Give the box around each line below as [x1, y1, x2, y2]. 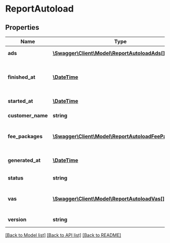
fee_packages [8, 133, 43, 140]
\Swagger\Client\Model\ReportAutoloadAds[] [53, 50, 165, 56]
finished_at [8, 74, 35, 81]
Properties [5, 23, 39, 32]
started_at [8, 98, 33, 104]
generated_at [8, 157, 41, 164]
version [8, 216, 27, 223]
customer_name [8, 112, 48, 119]
